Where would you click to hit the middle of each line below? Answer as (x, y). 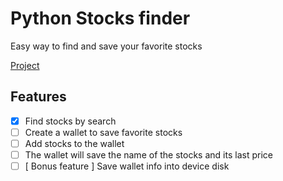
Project (25, 65)
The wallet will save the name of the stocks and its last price (148, 154)
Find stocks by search (70, 121)
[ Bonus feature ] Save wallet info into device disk (127, 166)
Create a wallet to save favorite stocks (103, 132)
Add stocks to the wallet (74, 143)
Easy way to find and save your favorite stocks (106, 46)
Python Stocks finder (100, 18)
